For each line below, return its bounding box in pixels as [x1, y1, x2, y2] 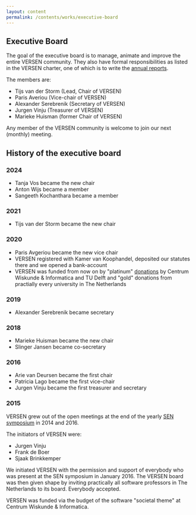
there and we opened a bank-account [14, 261, 108, 268]
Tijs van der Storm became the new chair [14, 221, 116, 228]
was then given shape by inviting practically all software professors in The [6, 479, 188, 486]
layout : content [6, 8, 46, 15]
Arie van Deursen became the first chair [14, 372, 113, 379]
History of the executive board [6, 148, 122, 158]
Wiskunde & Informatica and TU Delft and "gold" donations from [14, 274, 172, 281]
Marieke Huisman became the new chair [14, 337, 114, 344]
